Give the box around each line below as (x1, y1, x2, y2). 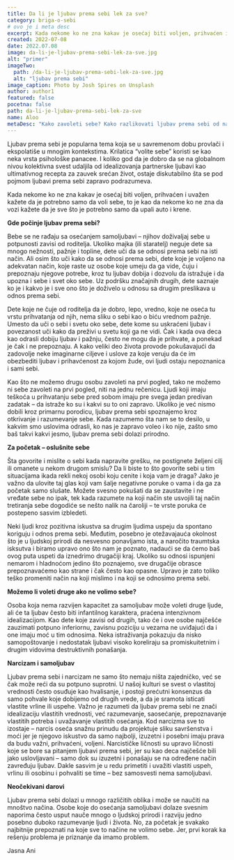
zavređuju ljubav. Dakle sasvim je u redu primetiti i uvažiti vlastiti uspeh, (7, 761, 213, 769)
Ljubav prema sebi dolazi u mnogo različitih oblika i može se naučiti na (7, 796, 210, 804)
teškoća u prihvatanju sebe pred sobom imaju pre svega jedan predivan (7, 392, 213, 401)
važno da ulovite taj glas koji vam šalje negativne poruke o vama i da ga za (7, 478, 221, 487)
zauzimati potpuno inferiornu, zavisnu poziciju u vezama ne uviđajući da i (7, 623, 217, 631)
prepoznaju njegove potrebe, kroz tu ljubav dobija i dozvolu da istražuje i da (7, 269, 224, 278)
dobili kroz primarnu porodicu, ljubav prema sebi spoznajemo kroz (7, 407, 197, 416)
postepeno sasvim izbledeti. (7, 508, 88, 517)
